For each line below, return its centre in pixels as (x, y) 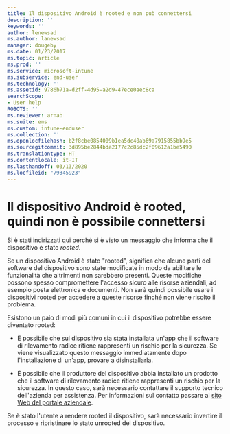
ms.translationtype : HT (41, 154)
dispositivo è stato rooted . (44, 248)
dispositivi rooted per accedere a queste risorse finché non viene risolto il (111, 297)
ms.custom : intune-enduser (46, 128)
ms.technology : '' (33, 84)
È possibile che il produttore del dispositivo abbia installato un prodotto (117, 374)
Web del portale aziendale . (55, 402)
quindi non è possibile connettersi (106, 221)
